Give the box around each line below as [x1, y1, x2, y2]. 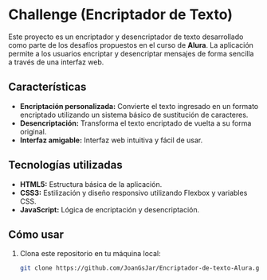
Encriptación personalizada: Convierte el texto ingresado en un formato [19, 101, 259, 111]
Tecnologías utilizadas [8, 158, 123, 172]
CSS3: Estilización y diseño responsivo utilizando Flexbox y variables [19, 188, 248, 197]
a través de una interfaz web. [8, 57, 104, 67]
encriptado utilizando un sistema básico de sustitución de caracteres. [19, 110, 249, 119]
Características [8, 80, 87, 94]
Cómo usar [8, 227, 65, 241]
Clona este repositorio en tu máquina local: [19, 249, 161, 259]
